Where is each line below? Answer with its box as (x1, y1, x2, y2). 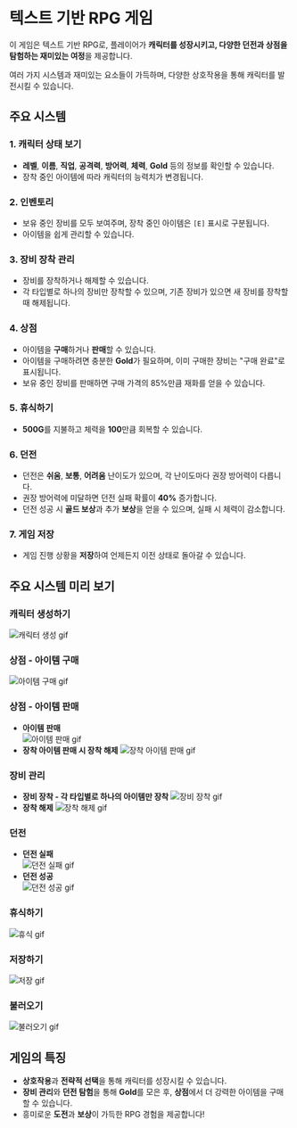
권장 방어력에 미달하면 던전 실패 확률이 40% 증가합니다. (21, 492, 217, 504)
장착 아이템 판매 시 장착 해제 (21, 745, 119, 755)
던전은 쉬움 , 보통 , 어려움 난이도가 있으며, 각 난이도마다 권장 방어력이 (21, 470, 258, 482)
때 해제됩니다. (21, 298, 71, 309)
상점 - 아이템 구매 (9, 655, 79, 667)
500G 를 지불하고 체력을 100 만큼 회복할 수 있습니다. (21, 424, 203, 434)
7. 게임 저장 (9, 528, 55, 540)
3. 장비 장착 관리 (9, 253, 76, 266)
